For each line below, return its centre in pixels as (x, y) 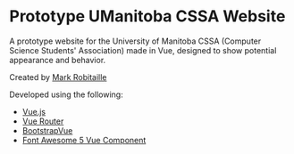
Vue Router (43, 121)
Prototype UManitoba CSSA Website (147, 16)
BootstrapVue (47, 130)
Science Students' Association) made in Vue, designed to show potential (143, 50)
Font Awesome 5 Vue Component (84, 140)
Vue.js (34, 111)
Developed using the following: (66, 94)
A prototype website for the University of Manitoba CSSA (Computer (135, 41)
